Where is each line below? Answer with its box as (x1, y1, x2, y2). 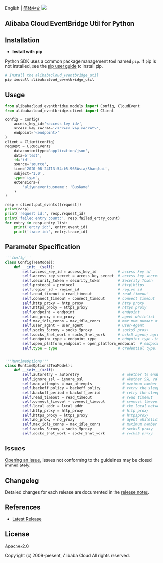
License (5, 530, 30, 538)
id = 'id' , (14, 158, 32, 162)
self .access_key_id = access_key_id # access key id (22, 269, 151, 274)
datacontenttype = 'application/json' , (14, 148, 90, 153)
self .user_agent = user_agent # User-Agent (22, 323, 145, 328)
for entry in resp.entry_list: (5, 220, 68, 225)
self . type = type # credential (22, 346, 145, 351)
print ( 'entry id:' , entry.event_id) (14, 225, 88, 230)
